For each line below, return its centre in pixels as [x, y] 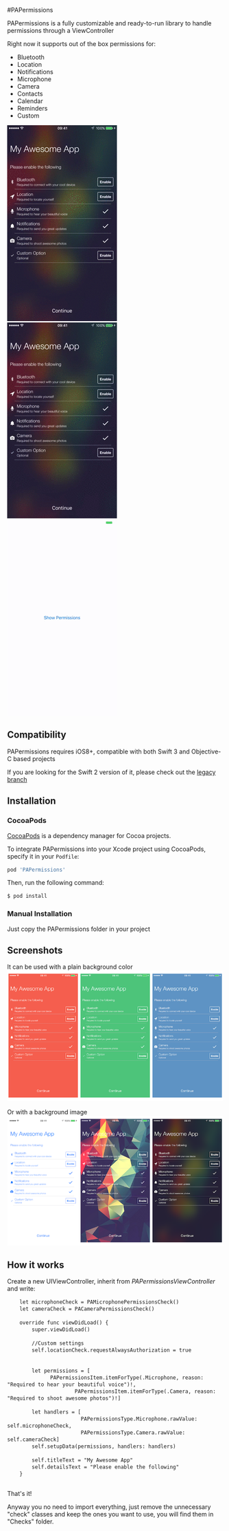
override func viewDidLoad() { [64, 1323]
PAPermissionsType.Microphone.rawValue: [139, 1419]
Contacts [30, 93]
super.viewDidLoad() [61, 1330]
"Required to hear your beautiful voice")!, [72, 1385]
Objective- [206, 751]
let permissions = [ [61, 1371]
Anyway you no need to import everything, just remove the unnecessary [109, 1507]
